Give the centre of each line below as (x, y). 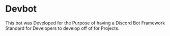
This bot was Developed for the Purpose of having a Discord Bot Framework (85, 23)
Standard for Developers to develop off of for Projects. (62, 28)
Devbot (21, 9)
